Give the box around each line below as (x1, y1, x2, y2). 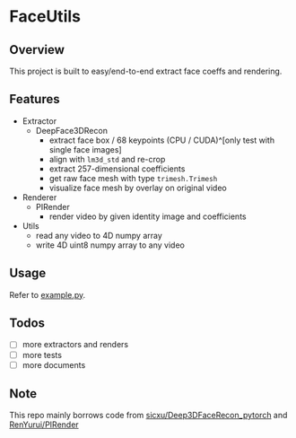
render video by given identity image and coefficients (48, 211, 247, 222)
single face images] (48, 144, 123, 154)
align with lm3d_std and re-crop (48, 153, 166, 164)
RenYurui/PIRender (9, 419, 79, 430)
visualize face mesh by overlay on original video (48, 182, 227, 193)
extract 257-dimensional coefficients (48, 163, 186, 174)
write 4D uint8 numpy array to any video (35, 240, 186, 250)
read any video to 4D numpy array (35, 230, 163, 241)
